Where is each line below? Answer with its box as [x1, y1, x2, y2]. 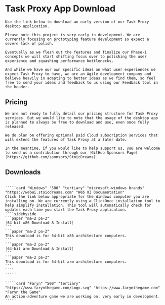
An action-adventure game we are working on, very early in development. [5, 294, 161, 299]
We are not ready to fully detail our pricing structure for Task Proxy [5, 111, 158, 116]
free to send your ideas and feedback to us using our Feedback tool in [5, 80, 158, 85]
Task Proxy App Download [5, 3, 116, 14]
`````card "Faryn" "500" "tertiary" [5, 281, 81, 286]
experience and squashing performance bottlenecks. [5, 58, 114, 63]
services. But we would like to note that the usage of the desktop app [5, 115, 158, 121]
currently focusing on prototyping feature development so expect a [5, 37, 149, 42]
